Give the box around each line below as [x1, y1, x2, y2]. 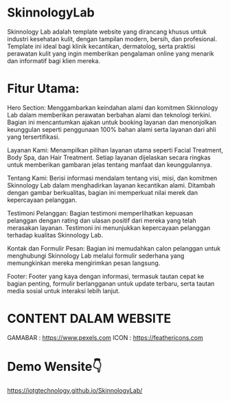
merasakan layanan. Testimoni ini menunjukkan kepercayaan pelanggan [7, 223, 211, 231]
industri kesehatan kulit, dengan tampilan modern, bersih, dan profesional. [7, 34, 218, 43]
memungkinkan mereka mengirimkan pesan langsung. [7, 259, 161, 267]
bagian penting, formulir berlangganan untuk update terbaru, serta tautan [7, 279, 215, 288]
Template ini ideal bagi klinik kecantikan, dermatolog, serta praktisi [7, 42, 196, 50]
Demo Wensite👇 [7, 359, 102, 374]
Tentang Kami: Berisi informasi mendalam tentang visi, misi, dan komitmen [7, 174, 218, 182]
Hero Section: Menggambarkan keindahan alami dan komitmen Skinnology [7, 103, 218, 111]
